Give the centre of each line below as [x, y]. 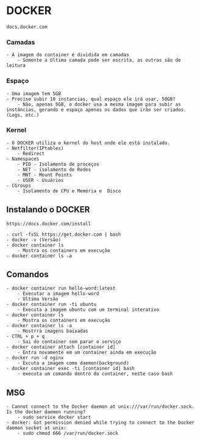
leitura [16, 66]
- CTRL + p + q [26, 336]
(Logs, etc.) [23, 115]
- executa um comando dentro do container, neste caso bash [95, 374]
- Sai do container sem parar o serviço [69, 342]
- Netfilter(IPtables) [35, 148]
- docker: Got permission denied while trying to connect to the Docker [100, 423]
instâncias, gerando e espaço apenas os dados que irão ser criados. [97, 110]
